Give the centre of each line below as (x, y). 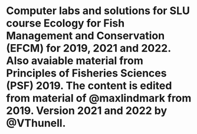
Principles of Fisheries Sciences (86, 73)
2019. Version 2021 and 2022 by (87, 111)
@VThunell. (36, 123)
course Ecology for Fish (65, 23)
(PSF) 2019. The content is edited (89, 86)
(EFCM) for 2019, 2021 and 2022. (88, 48)
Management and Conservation (86, 36)
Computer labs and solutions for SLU (98, 11)
